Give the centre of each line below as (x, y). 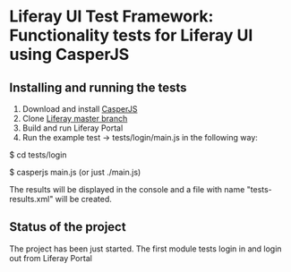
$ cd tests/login (38, 155)
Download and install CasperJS (80, 109)
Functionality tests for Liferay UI (131, 35)
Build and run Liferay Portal (73, 128)
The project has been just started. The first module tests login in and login (145, 249)
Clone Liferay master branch (75, 119)
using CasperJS (69, 55)
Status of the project (68, 227)
